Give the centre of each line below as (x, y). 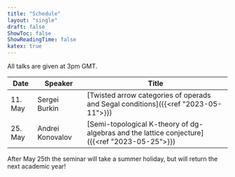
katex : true (24, 46)
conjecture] (185, 133)
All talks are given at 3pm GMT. (52, 66)
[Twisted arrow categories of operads (149, 95)
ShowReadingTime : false (42, 40)
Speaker (59, 83)
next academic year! (37, 166)
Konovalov (55, 137)
